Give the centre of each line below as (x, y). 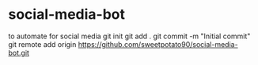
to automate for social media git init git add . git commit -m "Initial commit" (129, 36)
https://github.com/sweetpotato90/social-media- (158, 44)
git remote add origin (42, 44)
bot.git (19, 52)
